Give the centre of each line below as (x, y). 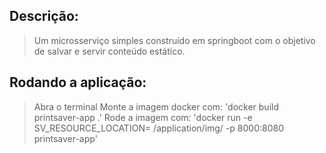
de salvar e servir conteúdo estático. (109, 51)
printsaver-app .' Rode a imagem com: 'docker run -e (143, 117)
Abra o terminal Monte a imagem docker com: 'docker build (156, 106)
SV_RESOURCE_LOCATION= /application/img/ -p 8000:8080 (158, 128)
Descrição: (44, 16)
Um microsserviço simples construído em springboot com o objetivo (174, 40)
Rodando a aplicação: (78, 82)
